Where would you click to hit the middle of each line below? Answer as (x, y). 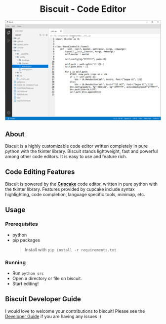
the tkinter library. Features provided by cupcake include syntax (70, 189)
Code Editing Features (40, 172)
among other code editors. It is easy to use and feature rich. (66, 157)
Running (16, 262)
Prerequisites (21, 224)
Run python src (28, 273)
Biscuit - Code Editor (83, 9)
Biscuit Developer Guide (43, 299)
